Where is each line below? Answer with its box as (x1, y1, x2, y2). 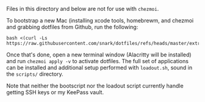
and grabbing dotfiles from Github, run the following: (6, 24, 138, 30)
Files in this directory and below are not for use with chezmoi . (6, 5, 159, 12)
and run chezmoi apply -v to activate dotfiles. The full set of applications (6, 58, 189, 64)
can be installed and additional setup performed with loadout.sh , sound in (6, 64, 193, 71)
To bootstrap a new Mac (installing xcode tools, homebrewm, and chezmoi (6, 17, 194, 24)
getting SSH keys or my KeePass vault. (6, 89, 104, 96)
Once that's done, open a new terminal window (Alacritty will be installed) (6, 51, 192, 58)
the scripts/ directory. (6, 70, 63, 78)
